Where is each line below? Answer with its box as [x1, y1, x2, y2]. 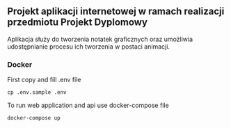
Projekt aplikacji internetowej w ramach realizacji [7, 6, 225, 17]
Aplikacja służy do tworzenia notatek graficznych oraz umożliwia [7, 35, 193, 43]
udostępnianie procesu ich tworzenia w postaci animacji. [7, 42, 170, 51]
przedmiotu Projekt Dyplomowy [7, 17, 148, 29]
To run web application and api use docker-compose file [7, 101, 169, 110]
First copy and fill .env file [7, 76, 81, 84]
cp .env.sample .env [7, 89, 67, 96]
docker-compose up [7, 115, 61, 122]
